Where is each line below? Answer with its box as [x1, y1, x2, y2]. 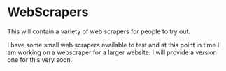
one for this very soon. [7, 55, 73, 63]
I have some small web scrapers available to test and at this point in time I [7, 40, 220, 49]
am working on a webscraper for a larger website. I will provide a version [7, 48, 217, 56]
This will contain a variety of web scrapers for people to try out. [7, 27, 191, 35]
